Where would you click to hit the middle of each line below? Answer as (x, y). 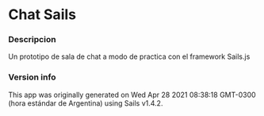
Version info (33, 77)
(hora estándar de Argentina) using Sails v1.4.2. (86, 103)
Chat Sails (42, 15)
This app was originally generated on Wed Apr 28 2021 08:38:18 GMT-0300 (132, 95)
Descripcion (33, 40)
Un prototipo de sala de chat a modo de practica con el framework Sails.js (129, 56)
